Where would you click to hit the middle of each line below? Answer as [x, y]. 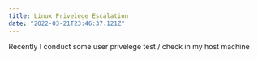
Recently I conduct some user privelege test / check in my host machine [129, 46]
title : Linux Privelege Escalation [69, 16]
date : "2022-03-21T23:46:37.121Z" [67, 23]
